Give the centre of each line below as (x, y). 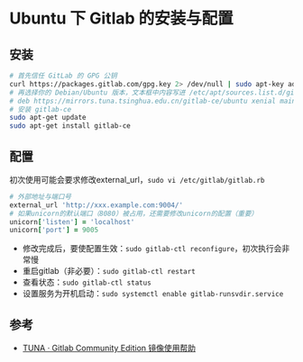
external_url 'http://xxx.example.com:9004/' (96, 205)
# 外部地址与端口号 (41, 196)
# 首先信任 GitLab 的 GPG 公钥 (63, 76)
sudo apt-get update (48, 118)
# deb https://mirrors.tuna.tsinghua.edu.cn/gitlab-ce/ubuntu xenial (143, 101)
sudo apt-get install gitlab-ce (70, 126)
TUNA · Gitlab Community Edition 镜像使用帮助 (109, 348)
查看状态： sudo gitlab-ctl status (87, 282)
